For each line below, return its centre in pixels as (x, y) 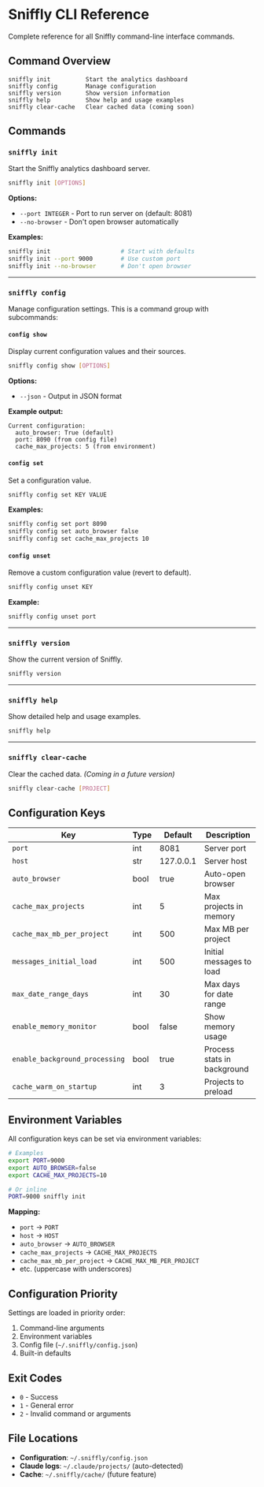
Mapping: (24, 1212)
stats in (218, 1060)
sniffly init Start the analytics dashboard (98, 79)
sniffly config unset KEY (50, 587)
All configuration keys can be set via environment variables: (105, 1139)
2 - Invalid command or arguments (75, 1414)
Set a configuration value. (50, 480)
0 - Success (39, 1396)
